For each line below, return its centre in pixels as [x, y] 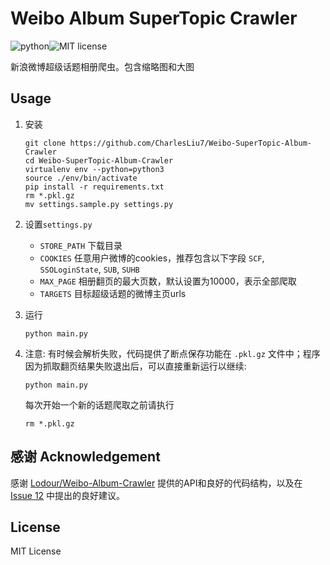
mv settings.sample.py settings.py [99, 204]
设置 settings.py [58, 224]
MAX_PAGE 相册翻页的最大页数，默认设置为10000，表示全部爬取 [168, 281]
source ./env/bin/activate [81, 178]
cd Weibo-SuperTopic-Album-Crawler [99, 160]
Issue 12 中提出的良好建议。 [68, 495]
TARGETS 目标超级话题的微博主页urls [113, 293]
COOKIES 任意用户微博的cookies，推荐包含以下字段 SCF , [152, 258]
